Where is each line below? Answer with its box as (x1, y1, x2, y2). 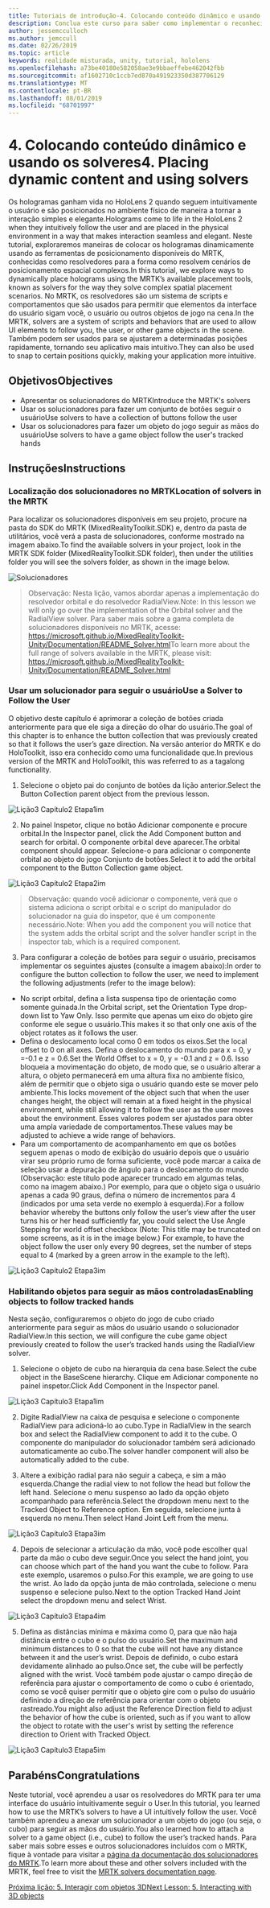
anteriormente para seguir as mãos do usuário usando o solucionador (8, 1323, 239, 1333)
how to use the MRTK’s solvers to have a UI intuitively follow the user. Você (8, 1807, 257, 1816)
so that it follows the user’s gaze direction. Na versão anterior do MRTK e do (8, 739, 261, 748)
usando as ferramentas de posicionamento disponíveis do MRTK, (8, 249, 225, 258)
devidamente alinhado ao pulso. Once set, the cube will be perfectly (19, 1661, 243, 1671)
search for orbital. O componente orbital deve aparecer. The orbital (19, 837, 240, 847)
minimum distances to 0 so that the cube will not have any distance (19, 1644, 243, 1654)
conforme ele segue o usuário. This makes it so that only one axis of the (19, 1019, 257, 1028)
